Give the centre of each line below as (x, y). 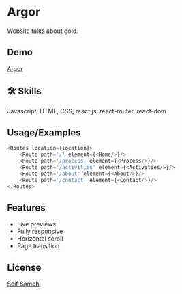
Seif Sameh (23, 284)
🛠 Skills (25, 91)
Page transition (38, 246)
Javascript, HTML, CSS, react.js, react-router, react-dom (87, 111)
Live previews (36, 224)
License (24, 267)
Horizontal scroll (40, 239)
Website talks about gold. (43, 31)
